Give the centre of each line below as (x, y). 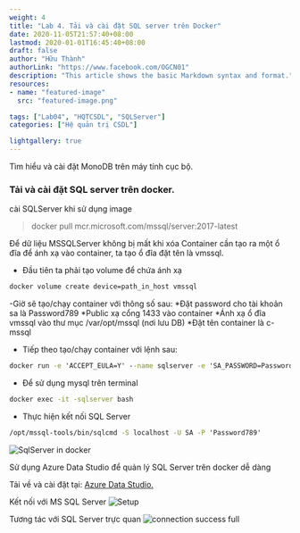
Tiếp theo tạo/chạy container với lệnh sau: (100, 350)
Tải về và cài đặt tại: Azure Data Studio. (82, 484)
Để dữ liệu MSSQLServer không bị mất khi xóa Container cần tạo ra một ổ (145, 244)
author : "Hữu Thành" (48, 59)
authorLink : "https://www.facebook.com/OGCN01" (100, 68)
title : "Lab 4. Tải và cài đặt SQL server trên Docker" (115, 26)
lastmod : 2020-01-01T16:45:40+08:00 (77, 42)
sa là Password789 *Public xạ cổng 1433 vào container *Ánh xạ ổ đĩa (137, 313)
